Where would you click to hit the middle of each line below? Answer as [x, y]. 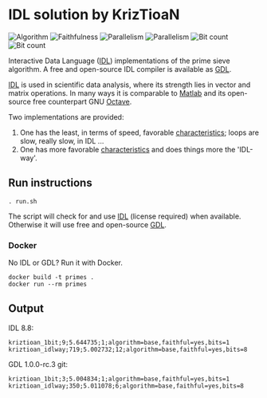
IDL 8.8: [21, 328]
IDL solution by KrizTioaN [94, 15]
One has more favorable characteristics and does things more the [128, 149]
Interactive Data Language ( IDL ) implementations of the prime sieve [119, 61]
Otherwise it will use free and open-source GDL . [88, 224]
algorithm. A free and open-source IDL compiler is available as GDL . [120, 69]
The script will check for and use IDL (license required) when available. [125, 216]
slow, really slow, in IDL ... [62, 140]
